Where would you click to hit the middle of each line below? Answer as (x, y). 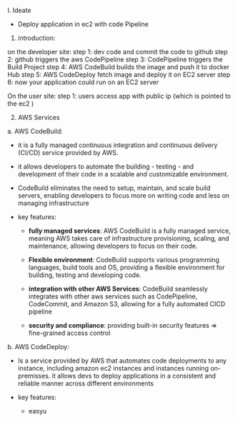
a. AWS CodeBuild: (35, 131)
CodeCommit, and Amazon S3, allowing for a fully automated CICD (127, 304)
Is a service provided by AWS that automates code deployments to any (122, 361)
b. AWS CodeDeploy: (38, 347)
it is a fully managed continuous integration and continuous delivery (118, 145)
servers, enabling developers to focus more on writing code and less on (124, 195)
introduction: (36, 38)
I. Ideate (19, 10)
